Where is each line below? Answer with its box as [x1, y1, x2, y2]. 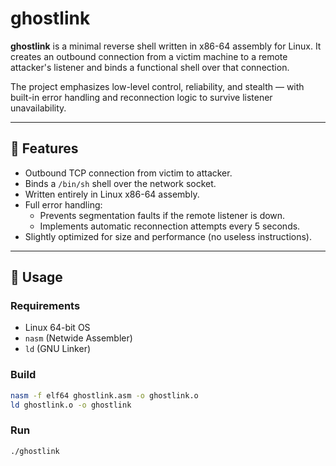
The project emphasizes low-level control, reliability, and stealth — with [10, 80, 305, 92]
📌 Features [10, 140, 79, 157]
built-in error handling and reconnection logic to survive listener [10, 91, 273, 103]
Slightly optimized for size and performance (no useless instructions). [24, 230, 313, 242]
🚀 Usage [10, 269, 63, 286]
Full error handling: [24, 198, 103, 211]
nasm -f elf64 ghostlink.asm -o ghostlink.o [10, 390, 199, 401]
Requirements [10, 299, 81, 313]
